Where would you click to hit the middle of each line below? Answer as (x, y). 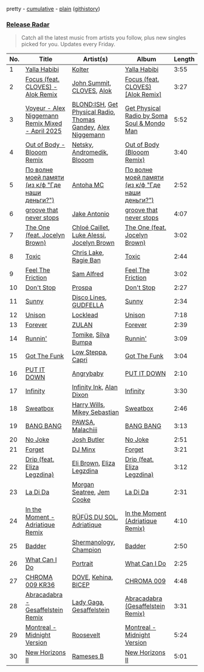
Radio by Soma (146, 116)
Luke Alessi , (89, 235)
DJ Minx (84, 449)
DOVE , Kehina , (93, 577)
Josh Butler (88, 440)
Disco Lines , (90, 297)
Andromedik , (90, 153)
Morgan (83, 485)
